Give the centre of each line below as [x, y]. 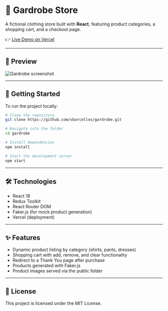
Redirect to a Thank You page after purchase [58, 260]
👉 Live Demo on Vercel [30, 39]
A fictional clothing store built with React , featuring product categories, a [80, 24]
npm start [15, 161]
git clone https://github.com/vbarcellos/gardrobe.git [63, 120]
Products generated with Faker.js [46, 266]
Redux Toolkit [26, 201]
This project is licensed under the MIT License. [53, 303]
